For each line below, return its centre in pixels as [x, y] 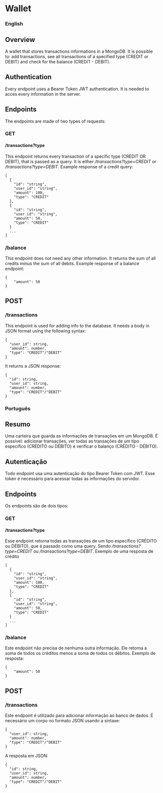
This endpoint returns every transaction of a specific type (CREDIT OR [75, 156]
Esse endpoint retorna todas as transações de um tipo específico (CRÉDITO [81, 541]
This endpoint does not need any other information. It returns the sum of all [80, 258]
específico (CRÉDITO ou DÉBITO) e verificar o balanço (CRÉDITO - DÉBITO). [81, 446]
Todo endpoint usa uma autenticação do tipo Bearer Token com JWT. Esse [80, 474]
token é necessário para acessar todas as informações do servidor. [72, 479]
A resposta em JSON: [27, 756]
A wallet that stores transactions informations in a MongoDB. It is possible [79, 51]
